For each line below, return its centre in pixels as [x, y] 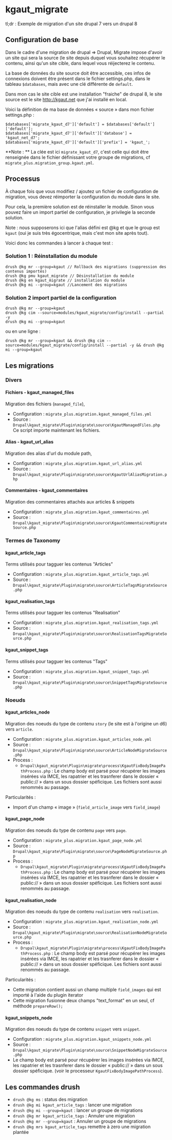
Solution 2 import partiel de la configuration [61, 297]
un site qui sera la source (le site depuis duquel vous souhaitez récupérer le [85, 58]
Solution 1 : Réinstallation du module [51, 256]
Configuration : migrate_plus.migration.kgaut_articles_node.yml [82, 739]
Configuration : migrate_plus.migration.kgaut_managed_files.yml [82, 414]
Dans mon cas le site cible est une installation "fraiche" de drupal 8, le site [84, 94]
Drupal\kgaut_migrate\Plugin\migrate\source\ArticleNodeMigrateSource [90, 750]
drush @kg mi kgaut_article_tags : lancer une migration [72, 1105]
